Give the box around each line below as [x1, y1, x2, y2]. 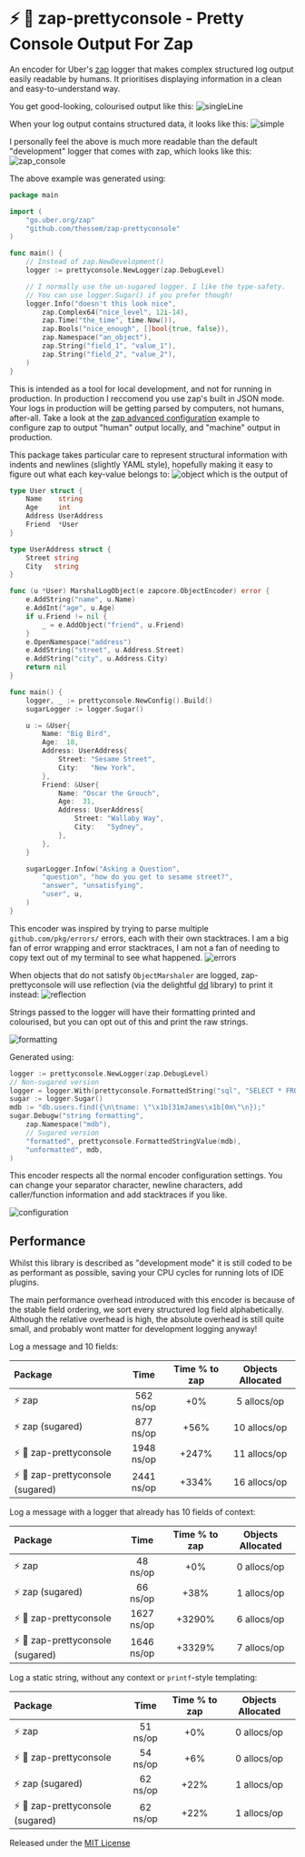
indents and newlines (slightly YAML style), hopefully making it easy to [9, 459, 274, 469]
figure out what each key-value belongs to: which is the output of [9, 469, 289, 479]
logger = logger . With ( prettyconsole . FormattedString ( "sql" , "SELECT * [9, 1085, 282, 1095]
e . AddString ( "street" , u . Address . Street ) [25, 646, 184, 655]
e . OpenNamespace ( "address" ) [25, 637, 132, 647]
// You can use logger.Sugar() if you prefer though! [25, 290, 233, 299]
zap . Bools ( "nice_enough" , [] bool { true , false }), [42, 325, 230, 334]
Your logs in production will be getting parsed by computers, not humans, [9, 402, 284, 413]
